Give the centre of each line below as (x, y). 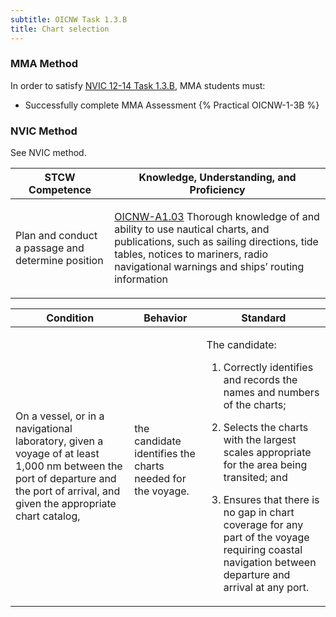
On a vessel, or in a (60, 416)
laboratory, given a (59, 441)
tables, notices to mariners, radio (191, 254)
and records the (260, 380)
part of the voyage (266, 538)
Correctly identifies (268, 368)
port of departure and (66, 479)
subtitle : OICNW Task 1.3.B (69, 19)
